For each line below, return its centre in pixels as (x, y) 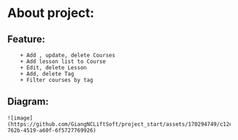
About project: (51, 13)
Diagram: (28, 101)
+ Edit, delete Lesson (53, 68)
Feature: (26, 39)
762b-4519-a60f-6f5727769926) (52, 130)
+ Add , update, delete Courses (68, 55)
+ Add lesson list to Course (63, 62)
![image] (20, 118)
